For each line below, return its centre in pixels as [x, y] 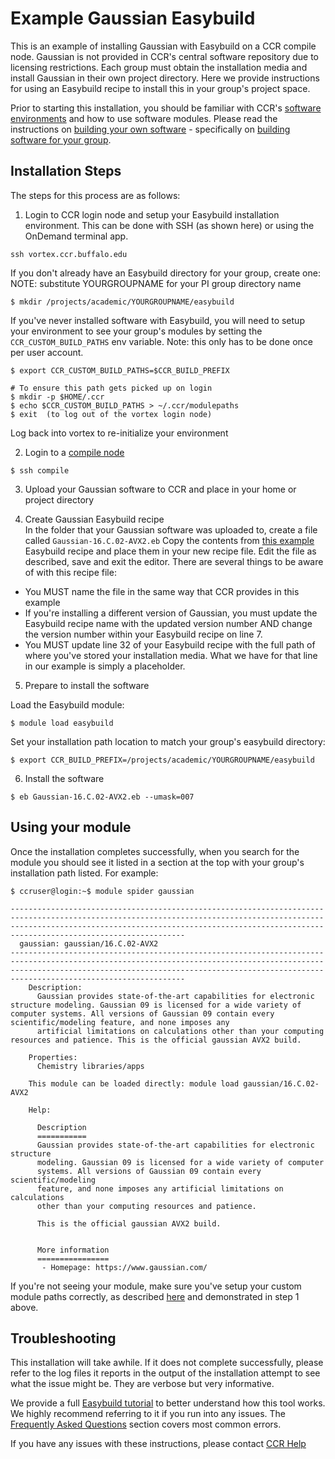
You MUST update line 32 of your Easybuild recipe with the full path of [170, 644]
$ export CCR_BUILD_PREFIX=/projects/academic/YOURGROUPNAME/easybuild [162, 760]
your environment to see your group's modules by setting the [136, 331]
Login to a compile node [74, 452]
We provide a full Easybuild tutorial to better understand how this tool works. [168, 1403]
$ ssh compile [40, 470]
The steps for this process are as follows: [95, 195]
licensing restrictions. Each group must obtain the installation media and [159, 67]
